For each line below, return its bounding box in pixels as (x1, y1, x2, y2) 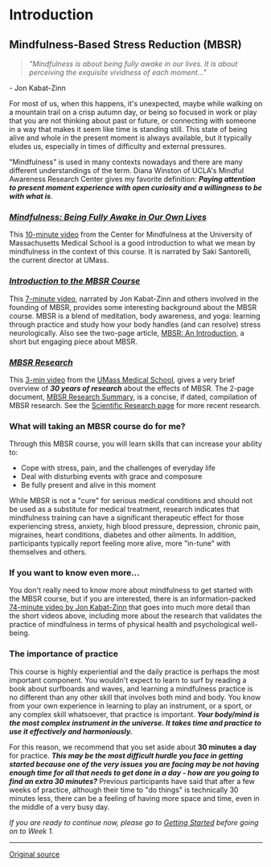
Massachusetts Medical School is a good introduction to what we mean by (9, 238, 256, 248)
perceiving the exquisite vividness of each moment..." (28, 68, 207, 77)
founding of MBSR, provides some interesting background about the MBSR (9, 302, 257, 312)
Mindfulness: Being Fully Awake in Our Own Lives (9, 211, 207, 222)
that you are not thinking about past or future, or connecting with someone (9, 116, 257, 126)
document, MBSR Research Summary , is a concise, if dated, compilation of (9, 392, 257, 402)
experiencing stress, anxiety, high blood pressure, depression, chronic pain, (9, 522, 261, 531)
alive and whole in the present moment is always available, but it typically (9, 133, 253, 142)
